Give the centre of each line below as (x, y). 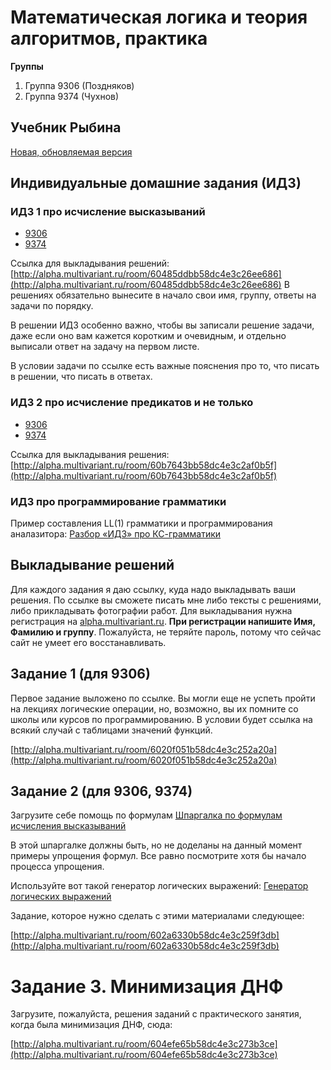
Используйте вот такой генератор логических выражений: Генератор (159, 886)
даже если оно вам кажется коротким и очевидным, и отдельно (148, 336)
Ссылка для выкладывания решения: (90, 454)
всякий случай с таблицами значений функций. (111, 730)
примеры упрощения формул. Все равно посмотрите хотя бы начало (158, 856)
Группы (27, 66)
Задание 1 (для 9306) (80, 674)
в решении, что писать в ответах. (81, 377)
